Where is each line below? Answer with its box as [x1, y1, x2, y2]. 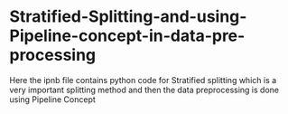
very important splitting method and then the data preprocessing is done [9, 84, 280, 95]
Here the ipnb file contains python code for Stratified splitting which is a [9, 74, 277, 85]
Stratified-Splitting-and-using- [9, 6, 247, 27]
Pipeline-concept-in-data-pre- [9, 25, 246, 46]
